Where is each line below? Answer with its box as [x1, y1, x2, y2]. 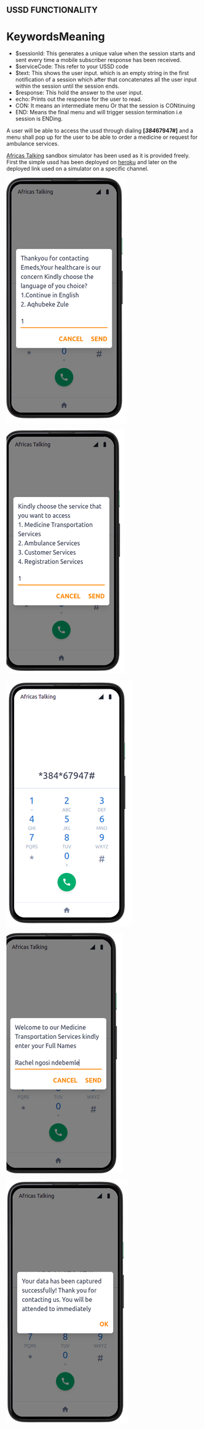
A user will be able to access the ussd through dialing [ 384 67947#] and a [6, 127, 194, 135]
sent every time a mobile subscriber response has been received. [15, 57, 181, 64]
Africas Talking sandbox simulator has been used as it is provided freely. [6, 152, 190, 159]
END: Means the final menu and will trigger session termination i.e [15, 109, 182, 116]
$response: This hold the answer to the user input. [15, 89, 143, 96]
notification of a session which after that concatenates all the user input [15, 76, 197, 84]
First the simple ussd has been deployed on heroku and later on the [6, 159, 177, 166]
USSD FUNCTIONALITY [6, 5, 98, 15]
